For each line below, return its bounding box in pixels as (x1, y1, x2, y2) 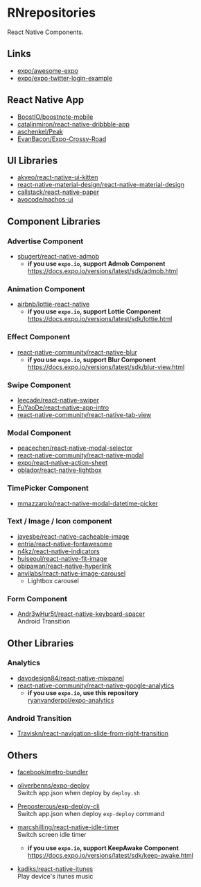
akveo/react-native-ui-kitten (17, 173, 98, 181)
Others (7, 749, 38, 761)
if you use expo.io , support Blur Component (27, 355, 156, 364)
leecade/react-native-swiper (17, 396, 99, 404)
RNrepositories (7, 5, 96, 21)
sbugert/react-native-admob (17, 252, 99, 261)
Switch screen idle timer (17, 830, 87, 838)
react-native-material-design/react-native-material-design (17, 181, 185, 189)
